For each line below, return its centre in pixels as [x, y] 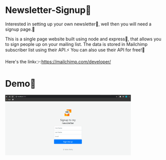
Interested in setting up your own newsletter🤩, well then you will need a [79, 24]
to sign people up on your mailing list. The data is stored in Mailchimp [77, 44]
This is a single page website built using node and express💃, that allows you [83, 39]
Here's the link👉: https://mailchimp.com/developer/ [58, 61]
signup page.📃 [20, 29]
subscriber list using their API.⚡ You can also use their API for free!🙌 [75, 50]
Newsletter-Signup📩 [48, 10]
